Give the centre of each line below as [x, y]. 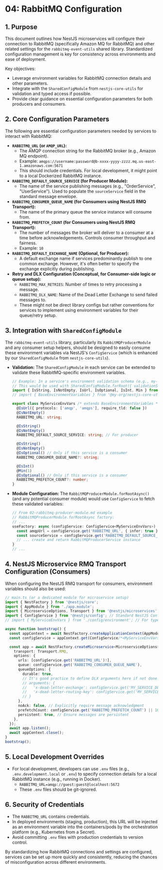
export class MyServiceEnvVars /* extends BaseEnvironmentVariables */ [86, 404]
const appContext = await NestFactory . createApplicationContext [76, 634]
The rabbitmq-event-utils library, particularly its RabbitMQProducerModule [78, 342]
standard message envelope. [48, 196]
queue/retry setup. [38, 315]
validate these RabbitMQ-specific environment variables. [69, 372]
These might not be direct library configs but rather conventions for [87, 305]
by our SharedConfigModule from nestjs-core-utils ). [57, 358]
